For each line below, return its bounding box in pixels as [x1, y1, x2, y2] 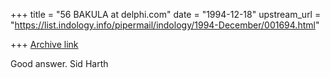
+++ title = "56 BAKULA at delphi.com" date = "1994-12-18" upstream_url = [10, 9, 322, 20]
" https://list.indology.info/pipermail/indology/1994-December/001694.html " [10, 19, 320, 31]
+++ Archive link [10, 39, 79, 50]
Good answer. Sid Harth [10, 58, 109, 69]
